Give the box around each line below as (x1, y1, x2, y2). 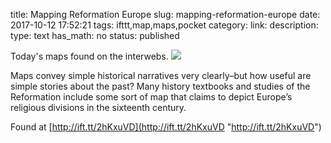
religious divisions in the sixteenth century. (10, 102, 187, 113)
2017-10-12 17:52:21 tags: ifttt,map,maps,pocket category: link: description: (10, 19, 319, 31)
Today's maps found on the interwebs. (10, 50, 169, 62)
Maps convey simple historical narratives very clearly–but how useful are (10, 70, 312, 81)
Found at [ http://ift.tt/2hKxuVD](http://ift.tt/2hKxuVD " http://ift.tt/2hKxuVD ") (10, 121, 322, 133)
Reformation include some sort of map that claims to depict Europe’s (10, 91, 293, 103)
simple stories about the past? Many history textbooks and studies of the (10, 80, 311, 92)
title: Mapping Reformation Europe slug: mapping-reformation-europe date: (10, 9, 321, 20)
